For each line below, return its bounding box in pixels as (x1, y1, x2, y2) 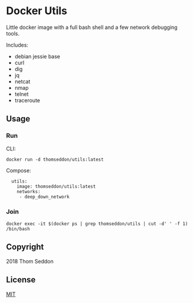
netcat (14, 78, 31, 85)
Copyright (6, 242, 44, 252)
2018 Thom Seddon (6, 258, 54, 265)
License (6, 275, 36, 285)
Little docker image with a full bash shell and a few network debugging (6, 24, 178, 31)
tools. (6, 30, 20, 37)
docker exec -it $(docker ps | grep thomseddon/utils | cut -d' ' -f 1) (6, 220, 188, 227)
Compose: (6, 167, 31, 174)
